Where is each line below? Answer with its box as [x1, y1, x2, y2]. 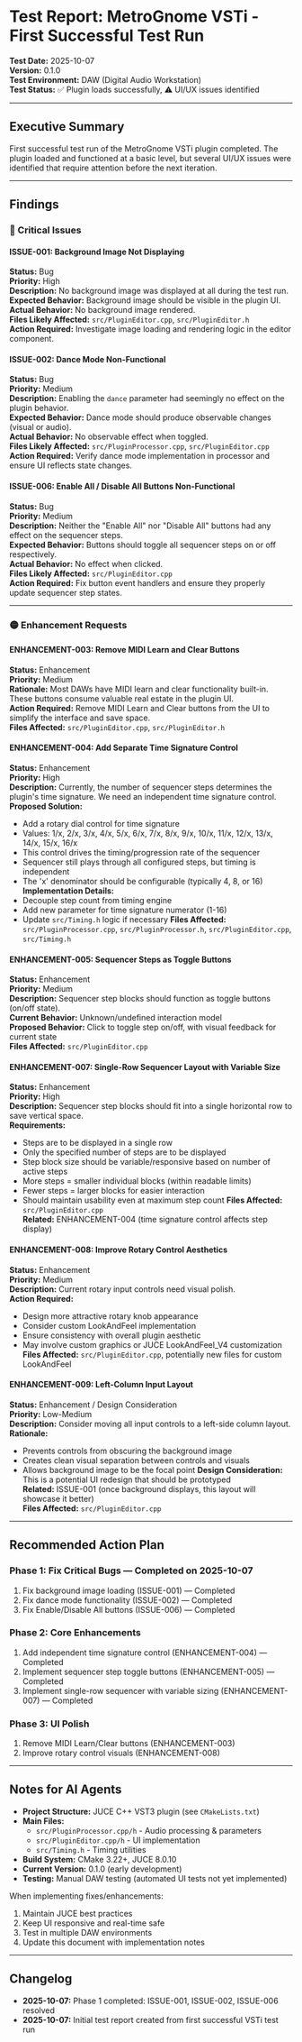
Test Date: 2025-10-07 [9, 55, 95, 66]
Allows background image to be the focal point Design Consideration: [22, 1464, 283, 1475]
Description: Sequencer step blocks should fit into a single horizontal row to [9, 1101, 293, 1112]
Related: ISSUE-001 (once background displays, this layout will [22, 1483, 256, 1494]
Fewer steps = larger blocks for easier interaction [22, 1186, 205, 1196]
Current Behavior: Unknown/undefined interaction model [9, 1012, 223, 1023]
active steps [22, 1166, 68, 1177]
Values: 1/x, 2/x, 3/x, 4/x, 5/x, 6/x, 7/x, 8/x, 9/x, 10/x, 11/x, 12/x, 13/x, [22, 828, 274, 838]
